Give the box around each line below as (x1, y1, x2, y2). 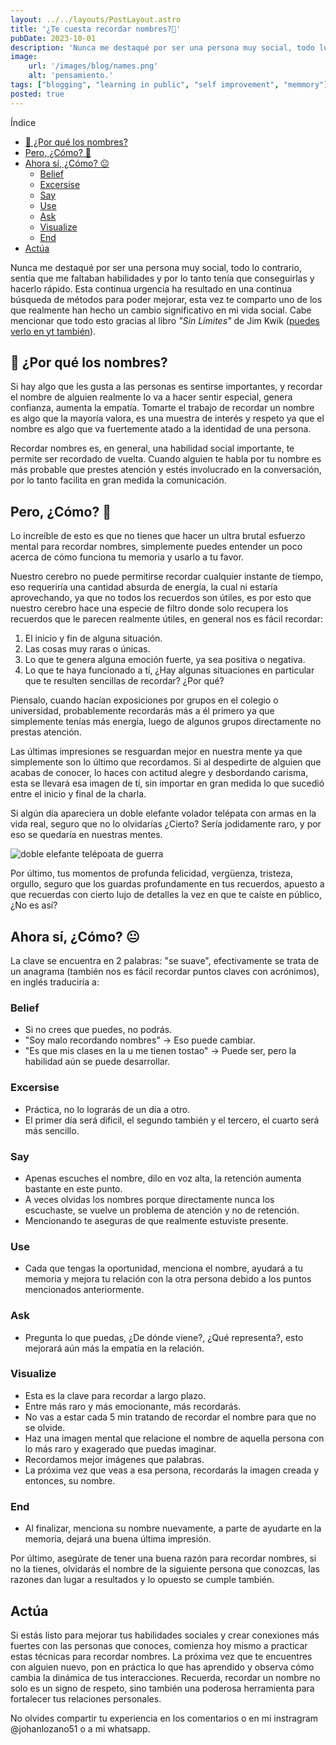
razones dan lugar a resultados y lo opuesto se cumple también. (10, 1574, 275, 1586)
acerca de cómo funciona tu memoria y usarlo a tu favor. (10, 551, 244, 563)
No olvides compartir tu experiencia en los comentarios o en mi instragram (10, 1712, 319, 1724)
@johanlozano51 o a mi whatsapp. (10, 1722, 151, 1735)
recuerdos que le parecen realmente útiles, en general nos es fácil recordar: (10, 613, 323, 625)
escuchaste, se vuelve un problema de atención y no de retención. (24, 1204, 300, 1216)
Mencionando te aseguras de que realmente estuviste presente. (24, 1214, 289, 1226)
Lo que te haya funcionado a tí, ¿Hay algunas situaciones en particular (24, 664, 315, 676)
